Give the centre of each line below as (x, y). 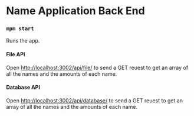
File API (16, 54)
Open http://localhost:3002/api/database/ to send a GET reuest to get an (94, 100)
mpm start (20, 29)
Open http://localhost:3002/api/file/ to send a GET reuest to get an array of (97, 67)
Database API (23, 88)
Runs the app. (23, 41)
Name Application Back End (76, 11)
